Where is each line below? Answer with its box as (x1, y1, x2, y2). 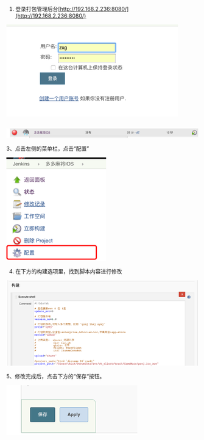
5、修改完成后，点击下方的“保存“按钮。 (6, 372, 105, 380)
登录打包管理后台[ (15, 5, 60, 12)
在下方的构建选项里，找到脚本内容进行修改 (15, 268, 122, 275)
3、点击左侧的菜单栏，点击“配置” (6, 145, 90, 153)
